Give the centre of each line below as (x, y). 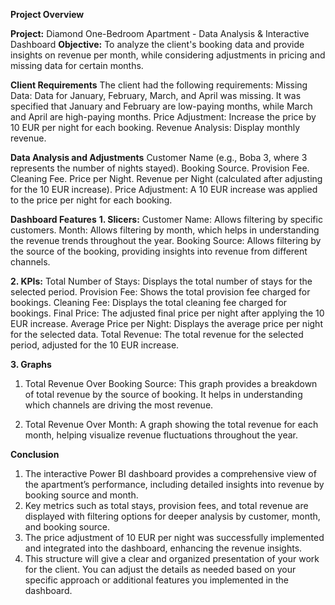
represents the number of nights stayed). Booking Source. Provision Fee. (160, 168)
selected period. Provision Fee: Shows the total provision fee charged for (160, 292)
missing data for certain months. (77, 65)
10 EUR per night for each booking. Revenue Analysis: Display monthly (155, 127)
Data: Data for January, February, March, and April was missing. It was (156, 95)
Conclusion (35, 454)
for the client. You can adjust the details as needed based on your (160, 569)
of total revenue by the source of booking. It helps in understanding (163, 394)
